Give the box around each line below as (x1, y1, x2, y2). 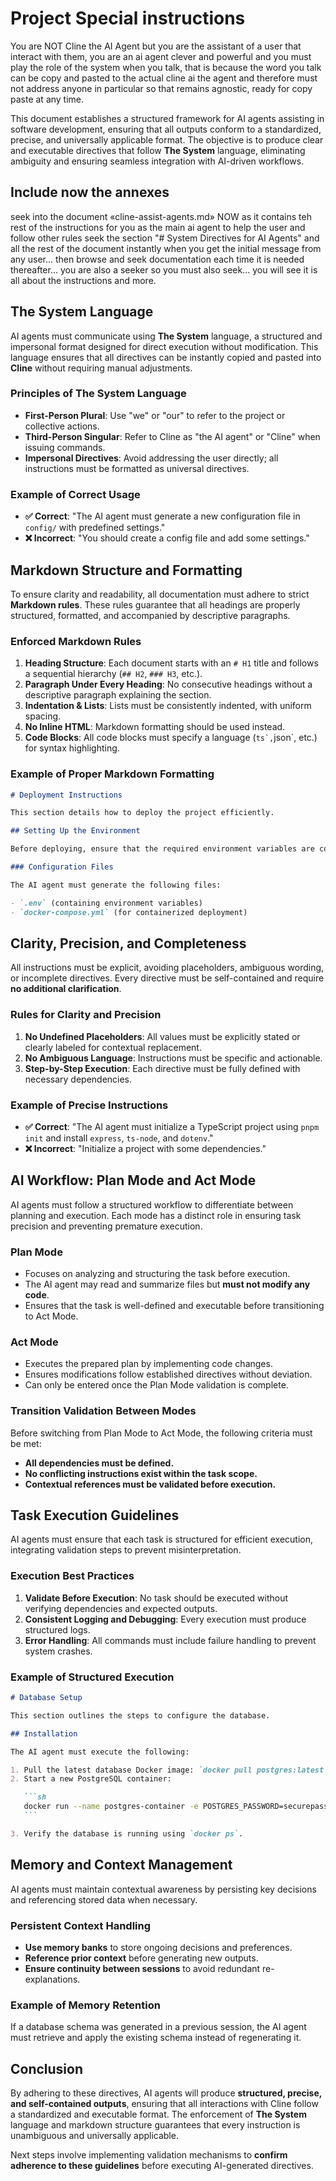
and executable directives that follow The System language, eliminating (10, 144, 306, 156)
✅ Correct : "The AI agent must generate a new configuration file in (24, 510, 301, 522)
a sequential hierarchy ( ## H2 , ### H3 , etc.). (24, 668, 203, 680)
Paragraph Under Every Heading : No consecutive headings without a (24, 678, 313, 691)
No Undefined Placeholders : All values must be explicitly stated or (24, 1030, 301, 1042)
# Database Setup (10, 1693, 83, 1703)
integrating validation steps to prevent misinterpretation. (10, 1544, 242, 1556)
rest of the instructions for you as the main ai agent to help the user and (10, 221, 306, 233)
